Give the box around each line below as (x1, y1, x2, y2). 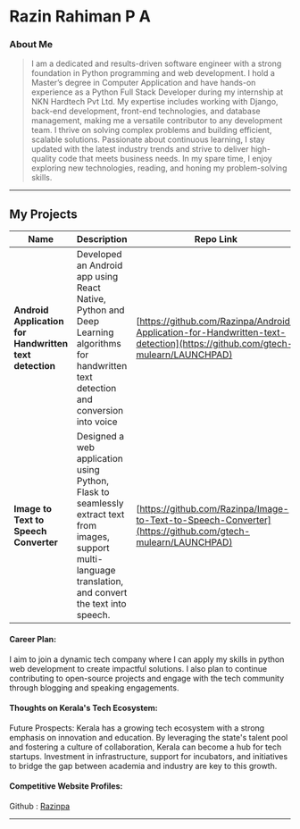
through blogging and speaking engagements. (9, 682, 179, 693)
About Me (9, 38, 54, 51)
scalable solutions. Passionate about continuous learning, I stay (30, 134, 265, 145)
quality (30, 154, 57, 164)
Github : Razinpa (9, 800, 71, 811)
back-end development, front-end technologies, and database (30, 105, 261, 117)
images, (76, 531, 110, 543)
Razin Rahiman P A (9, 6, 152, 27)
